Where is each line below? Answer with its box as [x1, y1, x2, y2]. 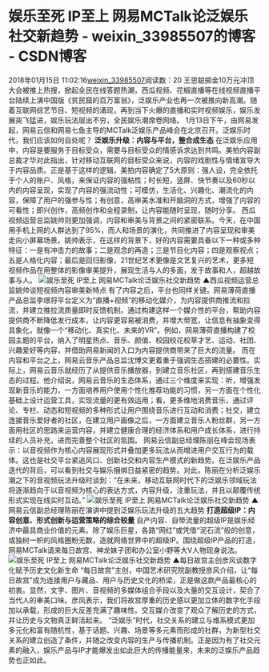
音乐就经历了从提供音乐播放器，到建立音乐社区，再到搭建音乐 [50, 365, 254, 374]
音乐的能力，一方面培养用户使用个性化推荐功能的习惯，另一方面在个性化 [22, 385, 261, 394]
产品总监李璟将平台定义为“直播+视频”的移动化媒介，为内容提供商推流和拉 [8, 295, 251, 305]
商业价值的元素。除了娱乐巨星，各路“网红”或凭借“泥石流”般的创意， [35, 525, 259, 534]
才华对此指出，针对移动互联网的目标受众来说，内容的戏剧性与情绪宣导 [22, 155, 254, 165]
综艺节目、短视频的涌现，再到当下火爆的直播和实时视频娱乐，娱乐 [35, 105, 254, 114]
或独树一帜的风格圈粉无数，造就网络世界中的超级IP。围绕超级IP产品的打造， [8, 535, 260, 545]
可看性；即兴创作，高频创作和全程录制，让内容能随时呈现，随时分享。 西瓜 [8, 205, 256, 214]
